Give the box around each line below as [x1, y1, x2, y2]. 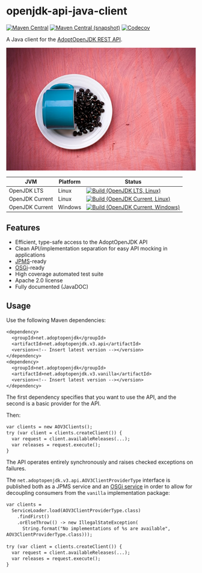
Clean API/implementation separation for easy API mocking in [14, 245, 168, 252]
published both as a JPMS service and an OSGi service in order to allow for [6, 483, 193, 490]
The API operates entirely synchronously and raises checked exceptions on [6, 458, 194, 466]
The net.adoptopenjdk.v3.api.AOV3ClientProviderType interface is [6, 476, 171, 484]
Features [6, 222, 40, 232]
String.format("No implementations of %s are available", [22, 526, 171, 532]
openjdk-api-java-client [6, 4, 127, 18]
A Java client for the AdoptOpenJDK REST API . [6, 35, 123, 43]
